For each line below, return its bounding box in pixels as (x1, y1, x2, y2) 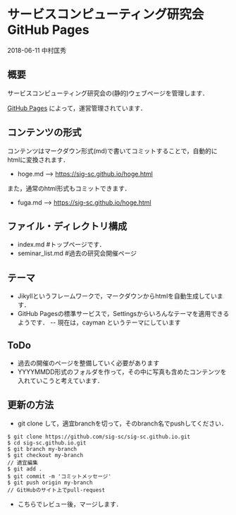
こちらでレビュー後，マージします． (17, 499, 123, 508)
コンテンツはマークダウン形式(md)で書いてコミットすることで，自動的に (7, 146, 218, 155)
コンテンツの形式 (7, 126, 82, 138)
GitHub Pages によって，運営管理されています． (7, 104, 147, 112)
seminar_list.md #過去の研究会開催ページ (17, 249, 137, 257)
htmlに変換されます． (7, 155, 69, 164)
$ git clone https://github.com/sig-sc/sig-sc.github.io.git (7, 433, 191, 440)
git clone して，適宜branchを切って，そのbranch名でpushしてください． (17, 419, 228, 428)
